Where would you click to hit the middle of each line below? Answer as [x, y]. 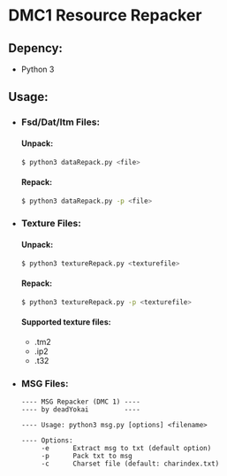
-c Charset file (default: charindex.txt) [130, 464]
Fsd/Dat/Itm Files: [61, 122]
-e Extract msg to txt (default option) [126, 449]
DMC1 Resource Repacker [105, 15]
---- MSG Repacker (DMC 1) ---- [80, 402]
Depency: [36, 48]
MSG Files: [45, 383]
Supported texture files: [66, 322]
